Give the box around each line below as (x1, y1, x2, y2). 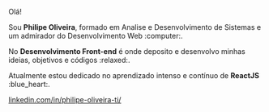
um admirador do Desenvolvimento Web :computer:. (8, 31, 184, 40)
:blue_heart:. (8, 80, 50, 89)
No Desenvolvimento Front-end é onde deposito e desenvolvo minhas (8, 47, 246, 56)
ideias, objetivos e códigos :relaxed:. (8, 56, 130, 64)
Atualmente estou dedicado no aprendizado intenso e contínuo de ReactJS (8, 71, 259, 80)
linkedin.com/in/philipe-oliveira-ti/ (8, 95, 122, 104)
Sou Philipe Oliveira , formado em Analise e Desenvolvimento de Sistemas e (8, 23, 262, 31)
